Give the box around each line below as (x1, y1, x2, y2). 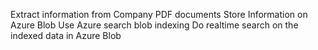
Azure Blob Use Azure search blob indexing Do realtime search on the (10, 19, 299, 31)
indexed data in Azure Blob (10, 30, 122, 41)
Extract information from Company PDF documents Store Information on (10, 9, 308, 20)
